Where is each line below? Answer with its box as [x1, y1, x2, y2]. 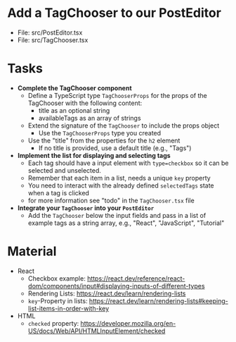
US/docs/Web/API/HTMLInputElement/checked [27, 326, 166, 335]
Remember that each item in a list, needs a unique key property [27, 173, 211, 182]
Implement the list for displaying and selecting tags [17, 151, 171, 159]
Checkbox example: [27, 274, 86, 283]
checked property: [27, 319, 79, 327]
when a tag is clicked [27, 188, 90, 197]
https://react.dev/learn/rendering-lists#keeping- [88, 296, 228, 305]
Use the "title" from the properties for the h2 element [27, 136, 181, 145]
